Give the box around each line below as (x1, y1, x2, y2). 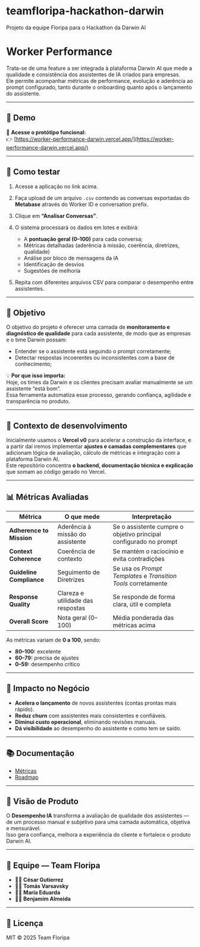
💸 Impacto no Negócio (6, 683, 90, 693)
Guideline (9, 568, 37, 576)
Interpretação (132, 512, 172, 520)
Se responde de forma (112, 593, 176, 601)
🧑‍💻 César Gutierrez (14, 876, 64, 884)
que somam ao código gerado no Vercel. (6, 468, 106, 476)
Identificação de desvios (23, 261, 85, 268)
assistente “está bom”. (6, 385, 61, 392)
